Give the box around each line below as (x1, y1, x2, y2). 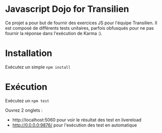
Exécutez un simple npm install (5, 64, 71, 70)
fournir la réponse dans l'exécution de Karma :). (5, 30, 103, 36)
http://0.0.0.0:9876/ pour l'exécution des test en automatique (12, 122, 137, 128)
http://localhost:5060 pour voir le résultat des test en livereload (12, 117, 142, 123)
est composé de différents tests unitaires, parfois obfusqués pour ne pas (5, 25, 154, 31)
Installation (5, 48, 53, 59)
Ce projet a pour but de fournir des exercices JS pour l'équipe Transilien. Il (5, 20, 158, 26)
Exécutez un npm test (5, 97, 50, 103)
